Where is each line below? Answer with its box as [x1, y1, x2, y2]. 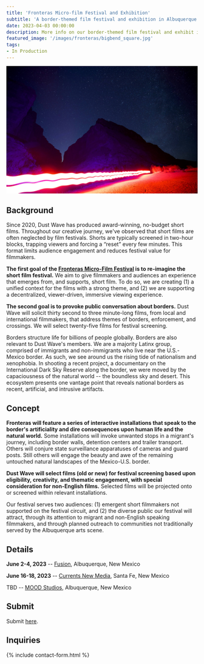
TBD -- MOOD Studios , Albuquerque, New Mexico [6, 583, 132, 591]
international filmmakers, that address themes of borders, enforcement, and [6, 316, 196, 323]
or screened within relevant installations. [6, 489, 107, 496]
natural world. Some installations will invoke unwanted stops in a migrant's [6, 432, 194, 439]
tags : [6, 42, 20, 48]
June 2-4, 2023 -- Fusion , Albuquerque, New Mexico [6, 560, 141, 567]
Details [6, 544, 33, 555]
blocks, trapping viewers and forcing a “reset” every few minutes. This [6, 240, 183, 248]
